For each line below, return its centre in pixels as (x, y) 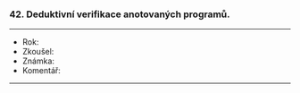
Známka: (38, 61)
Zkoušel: (38, 52)
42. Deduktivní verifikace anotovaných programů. (120, 14)
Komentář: (41, 71)
